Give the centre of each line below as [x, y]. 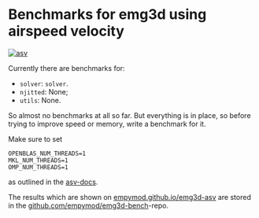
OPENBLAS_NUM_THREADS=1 [47, 153]
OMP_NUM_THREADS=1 [38, 167]
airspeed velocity [66, 31]
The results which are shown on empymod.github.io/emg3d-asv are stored [130, 197]
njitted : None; [44, 91]
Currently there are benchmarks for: [67, 68]
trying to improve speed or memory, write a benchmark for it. [107, 124]
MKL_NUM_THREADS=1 [38, 160]
